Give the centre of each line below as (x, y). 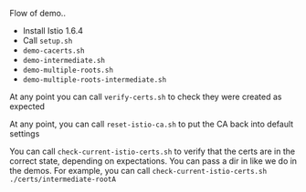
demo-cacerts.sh (53, 51)
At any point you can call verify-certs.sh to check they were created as (146, 96)
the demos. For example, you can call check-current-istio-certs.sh (138, 171)
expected (27, 106)
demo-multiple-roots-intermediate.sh (95, 80)
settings (25, 134)
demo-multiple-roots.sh (68, 70)
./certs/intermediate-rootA (63, 179)
